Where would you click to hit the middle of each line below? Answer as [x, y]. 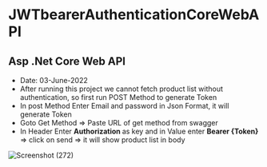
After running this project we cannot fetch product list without [122, 89]
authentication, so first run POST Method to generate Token [118, 97]
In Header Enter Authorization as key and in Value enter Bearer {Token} [139, 131]
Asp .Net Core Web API [67, 61]
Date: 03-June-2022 [54, 80]
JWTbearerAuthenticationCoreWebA [134, 15]
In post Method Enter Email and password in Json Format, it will [124, 106]
